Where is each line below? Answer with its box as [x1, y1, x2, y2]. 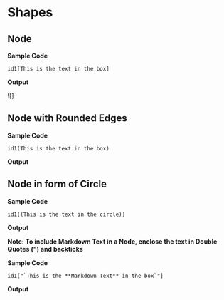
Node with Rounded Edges [7, 112, 127, 125]
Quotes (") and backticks [7, 244, 83, 253]
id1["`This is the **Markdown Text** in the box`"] [7, 272, 164, 279]
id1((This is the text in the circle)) [7, 211, 126, 218]
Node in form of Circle [7, 178, 107, 190]
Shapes [7, 4, 53, 21]
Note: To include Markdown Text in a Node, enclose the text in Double [7, 237, 218, 246]
